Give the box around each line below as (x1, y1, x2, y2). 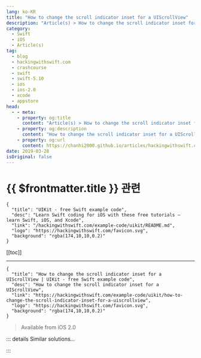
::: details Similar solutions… (6, 335, 75, 342)
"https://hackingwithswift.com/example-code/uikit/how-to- (32, 292, 184, 299)
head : (6, 103, 20, 110)
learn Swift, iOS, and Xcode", (6, 217, 84, 224)
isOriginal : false (6, 154, 52, 160)
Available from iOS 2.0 (20, 324, 76, 331)
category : (6, 25, 31, 32)
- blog (11, 53, 28, 59)
